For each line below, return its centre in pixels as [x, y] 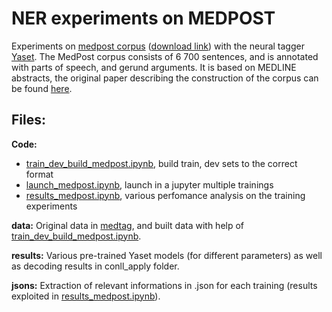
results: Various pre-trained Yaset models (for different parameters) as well [167, 255]
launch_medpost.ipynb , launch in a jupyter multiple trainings [149, 184]
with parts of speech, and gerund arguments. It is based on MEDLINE [154, 67]
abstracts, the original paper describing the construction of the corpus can [165, 78]
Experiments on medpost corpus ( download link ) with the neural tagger [158, 46]
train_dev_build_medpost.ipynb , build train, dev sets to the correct [161, 163]
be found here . [42, 88]
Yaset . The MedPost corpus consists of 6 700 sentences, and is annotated [165, 56]
